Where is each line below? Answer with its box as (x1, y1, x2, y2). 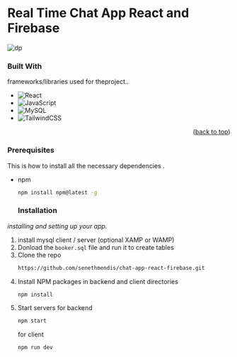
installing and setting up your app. (7, 221, 108, 230)
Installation (17, 206, 58, 216)
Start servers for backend (17, 304, 93, 312)
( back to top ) (192, 128, 231, 136)
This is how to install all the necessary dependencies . (7, 161, 165, 170)
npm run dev (17, 344, 53, 351)
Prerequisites (7, 145, 54, 155)
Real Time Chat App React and (7, 5, 190, 21)
